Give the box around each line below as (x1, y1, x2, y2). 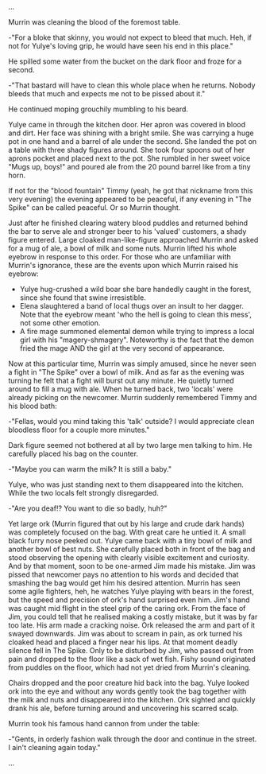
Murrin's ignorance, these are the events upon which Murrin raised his (8, 261, 239, 270)
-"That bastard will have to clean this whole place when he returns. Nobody (8, 80, 256, 90)
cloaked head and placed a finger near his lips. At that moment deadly (8, 637, 238, 647)
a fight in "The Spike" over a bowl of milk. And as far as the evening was (8, 368, 245, 376)
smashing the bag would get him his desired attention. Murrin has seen (8, 578, 241, 587)
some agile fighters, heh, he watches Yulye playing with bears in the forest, (8, 587, 254, 596)
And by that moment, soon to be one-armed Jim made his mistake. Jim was (8, 562, 256, 570)
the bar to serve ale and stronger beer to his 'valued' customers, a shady (8, 227, 247, 236)
